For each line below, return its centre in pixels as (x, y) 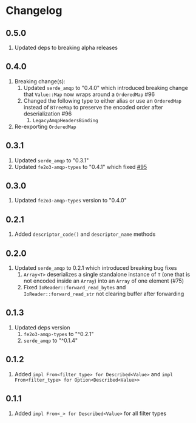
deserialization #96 (48, 114)
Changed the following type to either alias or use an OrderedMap (102, 100)
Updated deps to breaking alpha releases (66, 47)
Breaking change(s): (40, 81)
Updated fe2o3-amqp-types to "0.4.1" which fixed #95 (80, 167)
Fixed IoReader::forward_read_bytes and (75, 287)
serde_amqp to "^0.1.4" (51, 340)
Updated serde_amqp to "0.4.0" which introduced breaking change (106, 88)
